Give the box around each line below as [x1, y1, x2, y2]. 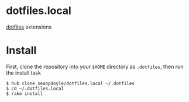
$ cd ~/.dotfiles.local [6, 86, 64, 92]
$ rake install [6, 90, 43, 97]
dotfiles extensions [6, 23, 52, 30]
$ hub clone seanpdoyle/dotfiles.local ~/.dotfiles [6, 80, 135, 86]
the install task [6, 69, 41, 76]
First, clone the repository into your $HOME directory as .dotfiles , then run [6, 63, 184, 70]
